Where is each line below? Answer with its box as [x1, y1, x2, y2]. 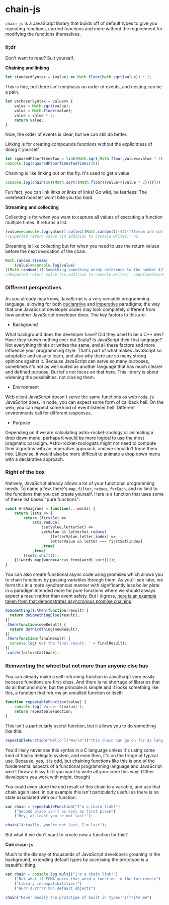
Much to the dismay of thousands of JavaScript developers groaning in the [5, 851, 160, 858]
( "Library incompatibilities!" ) [14, 881, 82, 886]
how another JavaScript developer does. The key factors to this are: [5, 311, 146, 317]
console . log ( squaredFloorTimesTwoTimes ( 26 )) [5, 161, 100, 166]
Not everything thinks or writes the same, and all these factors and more [5, 342, 155, 348]
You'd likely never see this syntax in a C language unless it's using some [5, 747, 155, 753]
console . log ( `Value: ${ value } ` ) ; [14, 704, 84, 710]
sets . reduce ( [32, 520, 59, 525]
